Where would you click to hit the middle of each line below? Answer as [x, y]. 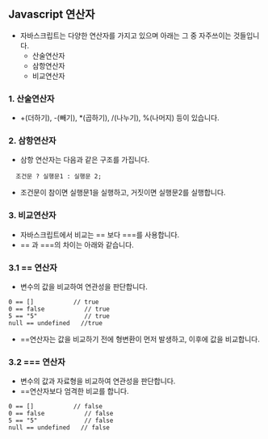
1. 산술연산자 [31, 98]
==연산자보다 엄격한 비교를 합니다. [74, 391]
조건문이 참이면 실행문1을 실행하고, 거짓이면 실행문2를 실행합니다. [123, 193]
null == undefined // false [59, 428]
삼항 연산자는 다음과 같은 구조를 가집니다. [85, 160]
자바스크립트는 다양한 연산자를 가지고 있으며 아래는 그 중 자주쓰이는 [126, 36]
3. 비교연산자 [32, 215]
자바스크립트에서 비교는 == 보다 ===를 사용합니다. [100, 234]
